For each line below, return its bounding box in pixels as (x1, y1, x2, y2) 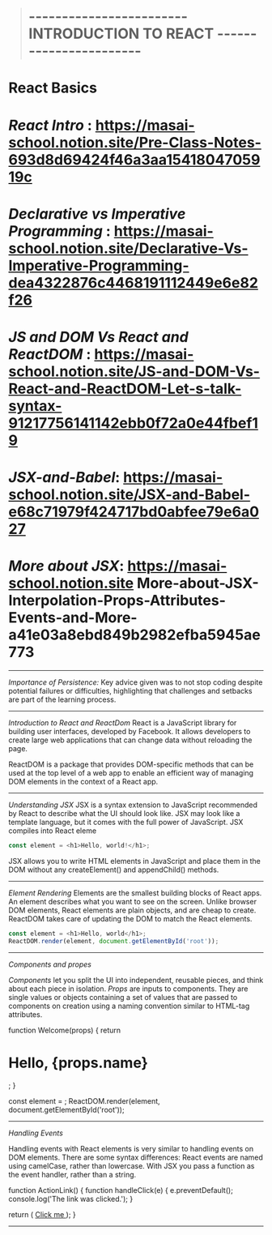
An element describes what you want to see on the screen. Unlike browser (8, 896, 257, 906)
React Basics (8, 79, 97, 97)
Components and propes (8, 959, 91, 969)
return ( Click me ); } (8, 1209, 77, 1219)
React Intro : (8, 116, 93, 135)
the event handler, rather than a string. (8, 1169, 137, 1179)
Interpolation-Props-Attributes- (8, 592, 227, 610)
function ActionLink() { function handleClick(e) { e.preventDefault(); (8, 1185, 233, 1194)
